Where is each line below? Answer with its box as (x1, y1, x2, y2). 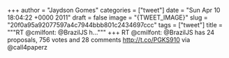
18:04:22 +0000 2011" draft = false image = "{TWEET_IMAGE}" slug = (7, 13, 208, 22)
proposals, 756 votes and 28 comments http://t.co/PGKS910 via (7, 36, 191, 44)
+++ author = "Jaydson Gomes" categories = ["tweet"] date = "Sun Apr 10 (7, 6, 221, 14)
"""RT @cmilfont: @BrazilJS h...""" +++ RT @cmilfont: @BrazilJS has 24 (7, 28, 215, 36)
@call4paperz (7, 43, 47, 51)
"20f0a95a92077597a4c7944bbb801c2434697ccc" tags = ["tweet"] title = (7, 21, 223, 29)
